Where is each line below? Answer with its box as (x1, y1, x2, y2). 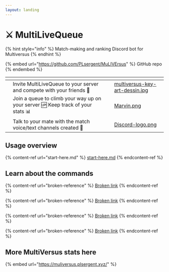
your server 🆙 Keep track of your (13, 101, 92, 108)
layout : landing (5, 7, 39, 13)
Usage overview (5, 141, 57, 150)
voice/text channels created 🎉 (13, 124, 83, 131)
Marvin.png (114, 102, 141, 109)
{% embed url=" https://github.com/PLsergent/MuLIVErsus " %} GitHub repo (5, 61, 162, 67)
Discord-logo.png (114, 121, 157, 128)
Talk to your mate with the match (13, 118, 90, 125)
